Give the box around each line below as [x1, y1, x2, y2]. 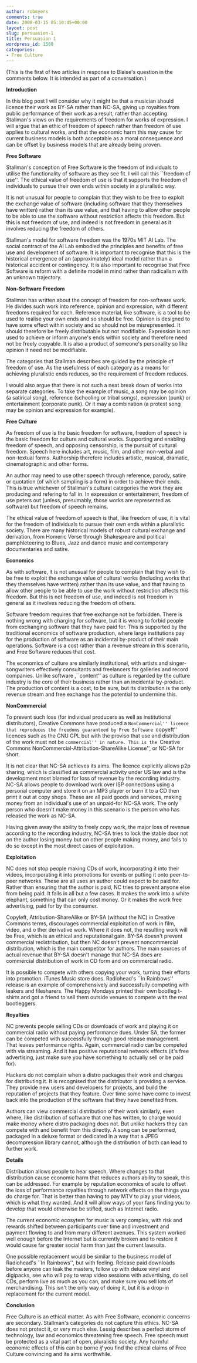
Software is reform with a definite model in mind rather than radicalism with [6, 268, 188, 275]
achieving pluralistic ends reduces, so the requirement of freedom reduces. [6, 370, 189, 377]
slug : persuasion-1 [6, 31, 54, 36]
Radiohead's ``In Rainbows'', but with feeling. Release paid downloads [6, 1259, 175, 1266]
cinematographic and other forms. [6, 460, 89, 467]
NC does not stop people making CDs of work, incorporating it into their [6, 865, 180, 872]
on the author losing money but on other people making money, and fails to [6, 836, 188, 843]
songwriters [6, 665, 35, 672]
